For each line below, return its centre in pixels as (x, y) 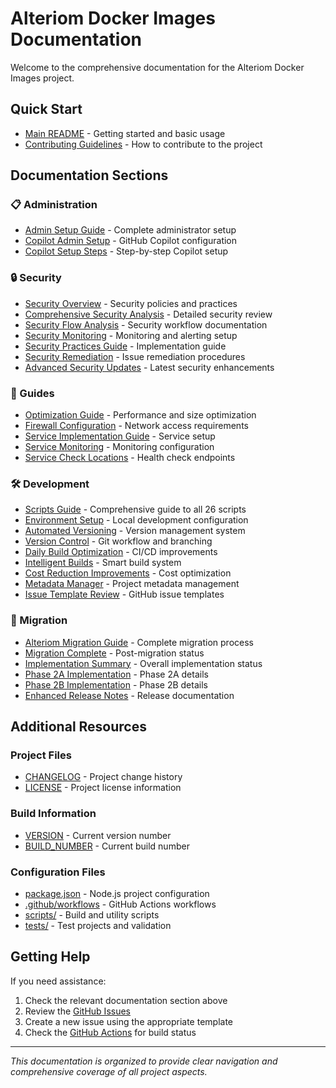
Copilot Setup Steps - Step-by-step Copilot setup (126, 251)
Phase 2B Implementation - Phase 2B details (116, 684)
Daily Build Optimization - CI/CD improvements (121, 552)
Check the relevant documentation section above (126, 1000)
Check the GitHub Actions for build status (110, 1032)
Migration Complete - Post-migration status (114, 653)
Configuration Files (58, 872)
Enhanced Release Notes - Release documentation (129, 695)
